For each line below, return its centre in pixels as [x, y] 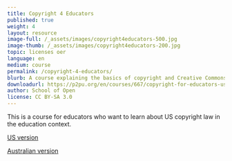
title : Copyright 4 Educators [51, 13]
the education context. [39, 124]
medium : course [29, 65]
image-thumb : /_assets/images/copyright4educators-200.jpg [94, 46]
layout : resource [32, 33]
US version [23, 138]
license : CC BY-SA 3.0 [40, 97]
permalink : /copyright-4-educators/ [60, 71]
